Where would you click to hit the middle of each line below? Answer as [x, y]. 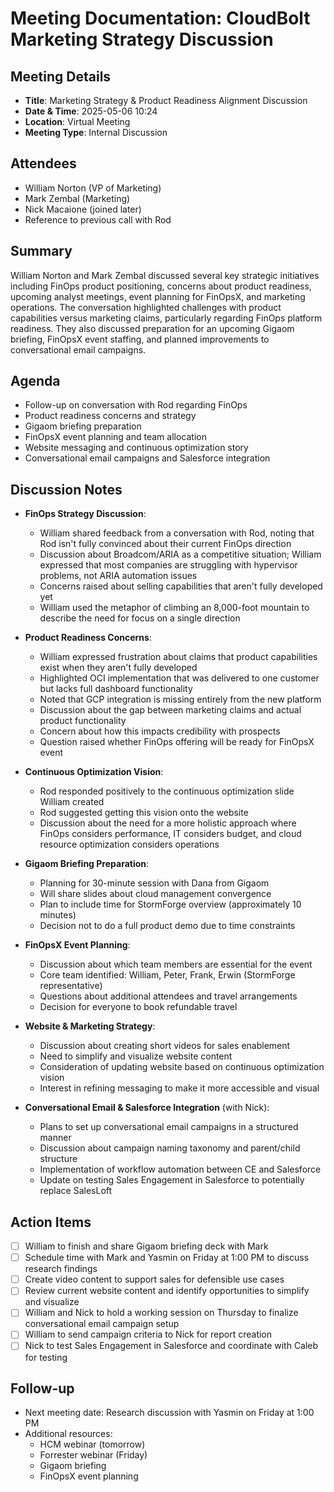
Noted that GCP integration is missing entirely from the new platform [180, 699]
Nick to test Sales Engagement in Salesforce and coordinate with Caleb [171, 1346]
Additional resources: [68, 1434]
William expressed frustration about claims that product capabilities [178, 657]
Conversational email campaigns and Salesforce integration [147, 458]
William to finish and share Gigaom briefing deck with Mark [146, 1246]
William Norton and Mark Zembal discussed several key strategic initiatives [165, 275]
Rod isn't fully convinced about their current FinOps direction [165, 544]
